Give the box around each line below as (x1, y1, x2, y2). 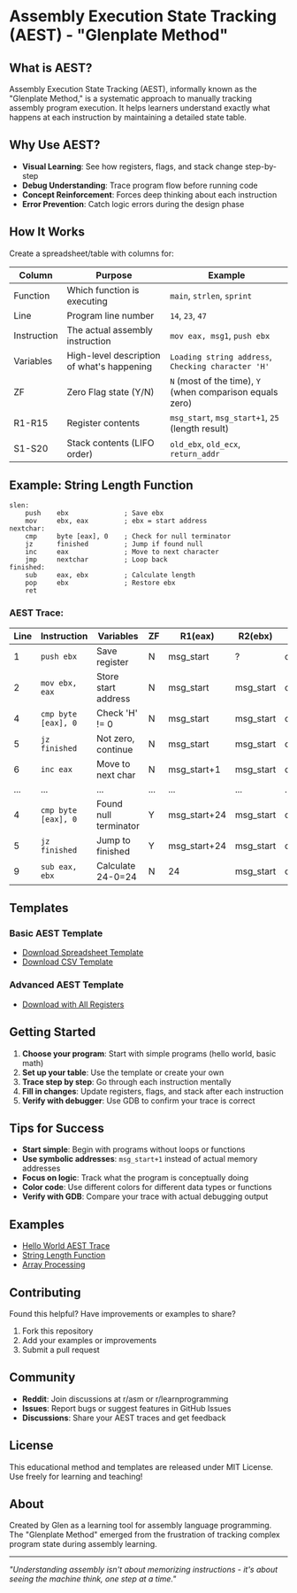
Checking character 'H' (169, 361, 270, 371)
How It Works (9, 224, 86, 240)
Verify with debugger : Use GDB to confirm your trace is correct (21, 1095, 255, 1106)
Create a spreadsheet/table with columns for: (9, 248, 174, 259)
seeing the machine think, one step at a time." (9, 1574, 177, 1584)
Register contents (66, 416, 141, 429)
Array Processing (21, 1259, 86, 1270)
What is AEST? (9, 60, 93, 75)
